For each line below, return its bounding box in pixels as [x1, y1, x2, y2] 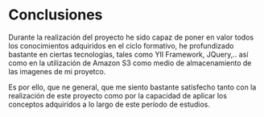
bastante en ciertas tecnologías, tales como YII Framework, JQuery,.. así [8, 49, 249, 59]
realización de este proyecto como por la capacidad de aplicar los [8, 90, 228, 100]
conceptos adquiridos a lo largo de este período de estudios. [8, 99, 211, 109]
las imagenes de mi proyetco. [8, 66, 106, 76]
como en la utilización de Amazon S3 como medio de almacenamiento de [8, 58, 252, 68]
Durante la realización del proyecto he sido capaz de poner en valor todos [8, 32, 254, 42]
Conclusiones [8, 6, 103, 24]
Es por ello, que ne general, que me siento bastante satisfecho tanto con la [8, 82, 257, 92]
